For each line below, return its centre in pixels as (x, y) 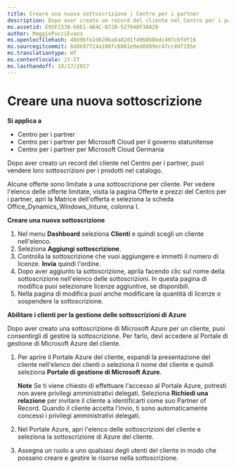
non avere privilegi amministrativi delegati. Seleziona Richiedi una (113, 393)
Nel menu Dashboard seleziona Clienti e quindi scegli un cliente (111, 234)
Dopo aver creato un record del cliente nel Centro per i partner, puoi (106, 163)
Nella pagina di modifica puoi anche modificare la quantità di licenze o (119, 294)
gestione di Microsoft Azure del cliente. (64, 343)
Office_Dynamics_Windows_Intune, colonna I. (73, 206)
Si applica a (25, 120)
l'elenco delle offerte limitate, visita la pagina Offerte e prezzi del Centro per (117, 192)
